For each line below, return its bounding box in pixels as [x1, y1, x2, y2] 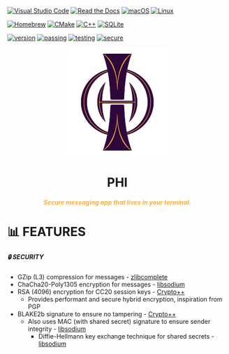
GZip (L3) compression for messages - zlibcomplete [17, 272, 168, 281]
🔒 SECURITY [7, 252, 44, 261]
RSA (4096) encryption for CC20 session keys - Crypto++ [17, 287, 185, 296]
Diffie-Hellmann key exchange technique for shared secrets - [38, 332, 215, 340]
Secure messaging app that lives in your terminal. [43, 198, 192, 206]
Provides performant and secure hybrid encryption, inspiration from [27, 295, 223, 303]
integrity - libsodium [27, 325, 86, 333]
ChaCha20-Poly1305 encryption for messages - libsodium [17, 280, 185, 288]
